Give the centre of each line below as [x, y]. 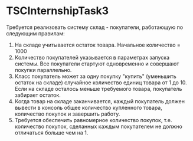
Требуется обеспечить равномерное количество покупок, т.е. [93, 120]
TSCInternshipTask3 [58, 11]
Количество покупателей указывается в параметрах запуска [92, 57]
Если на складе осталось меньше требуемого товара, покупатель [98, 88]
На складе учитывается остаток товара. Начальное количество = [98, 45]
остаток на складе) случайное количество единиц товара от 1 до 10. [101, 82]
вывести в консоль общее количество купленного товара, [88, 107]
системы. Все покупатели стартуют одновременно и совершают [97, 64]
